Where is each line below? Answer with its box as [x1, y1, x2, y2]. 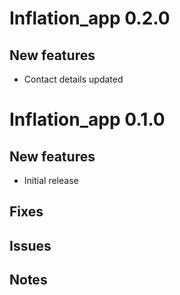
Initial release [23, 175, 79, 186]
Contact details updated [23, 73, 124, 85]
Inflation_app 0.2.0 [9, 7, 171, 30]
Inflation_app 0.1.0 [9, 108, 166, 131]
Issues [9, 237, 52, 254]
